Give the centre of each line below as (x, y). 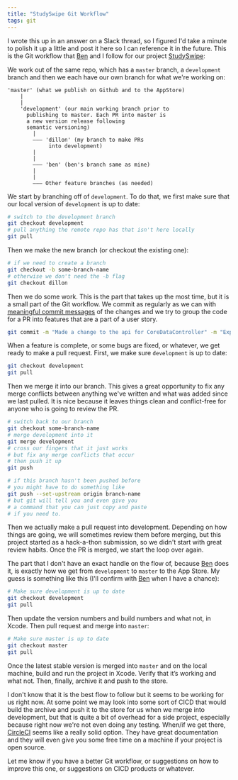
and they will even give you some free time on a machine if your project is (115, 740)
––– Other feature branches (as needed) (93, 183)
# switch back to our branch (50, 422)
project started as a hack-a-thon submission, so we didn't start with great (115, 542)
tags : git (22, 21)
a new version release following (75, 121)
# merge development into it (50, 435)
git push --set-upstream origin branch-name (74, 494)
